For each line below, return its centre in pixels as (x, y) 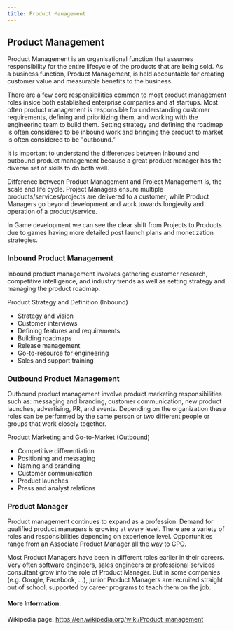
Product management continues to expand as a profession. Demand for (110, 522)
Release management (49, 345)
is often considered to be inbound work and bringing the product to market (115, 132)
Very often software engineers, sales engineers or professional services (111, 565)
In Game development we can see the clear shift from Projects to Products (115, 225)
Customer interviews (47, 323)
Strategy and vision (45, 316)
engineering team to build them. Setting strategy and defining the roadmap (115, 125)
